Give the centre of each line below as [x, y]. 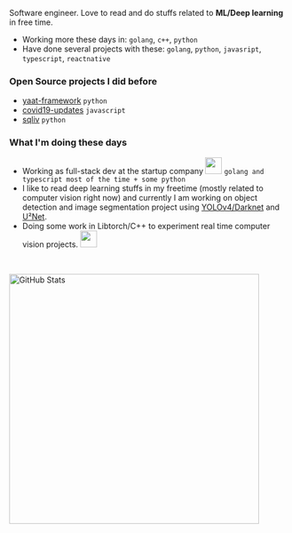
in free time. [31, 22]
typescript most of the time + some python [104, 179]
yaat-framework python [65, 100]
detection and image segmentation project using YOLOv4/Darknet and [151, 207]
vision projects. [50, 244]
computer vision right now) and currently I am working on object [139, 197]
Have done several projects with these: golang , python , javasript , [142, 49]
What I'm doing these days [68, 143]
